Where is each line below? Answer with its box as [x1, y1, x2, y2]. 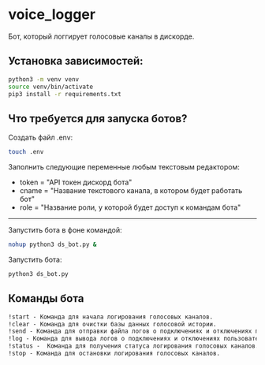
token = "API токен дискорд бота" [19, 177, 132, 187]
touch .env [8, 148, 44, 156]
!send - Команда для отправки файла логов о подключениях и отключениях [8, 327, 252, 336]
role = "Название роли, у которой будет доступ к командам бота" [19, 203, 241, 212]
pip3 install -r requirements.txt [8, 90, 122, 98]
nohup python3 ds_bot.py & [8, 240, 97, 249]
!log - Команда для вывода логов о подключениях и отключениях [8, 335, 221, 343]
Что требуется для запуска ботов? [8, 112, 188, 125]
